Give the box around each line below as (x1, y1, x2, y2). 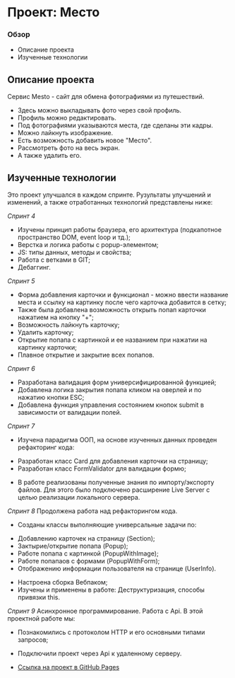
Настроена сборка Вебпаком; (17, 578, 108, 587)
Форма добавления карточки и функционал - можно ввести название (17, 291, 229, 299)
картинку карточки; (17, 343, 78, 352)
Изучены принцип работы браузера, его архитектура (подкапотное (17, 226, 222, 234)
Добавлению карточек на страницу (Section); (17, 534, 155, 543)
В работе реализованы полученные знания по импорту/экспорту (17, 478, 215, 487)
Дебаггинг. (17, 263, 52, 272)
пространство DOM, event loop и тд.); (17, 233, 131, 241)
